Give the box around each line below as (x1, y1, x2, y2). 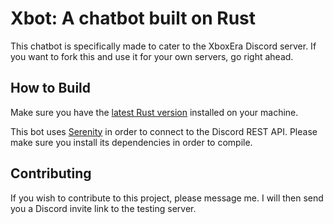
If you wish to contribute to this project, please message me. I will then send (10, 192, 324, 204)
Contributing (10, 165, 92, 182)
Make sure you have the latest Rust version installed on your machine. (10, 106, 299, 118)
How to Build (10, 80, 92, 97)
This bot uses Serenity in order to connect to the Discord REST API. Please (10, 125, 318, 137)
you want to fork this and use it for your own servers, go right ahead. (10, 50, 294, 62)
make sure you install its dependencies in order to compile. (10, 136, 253, 148)
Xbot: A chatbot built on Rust (10, 7, 256, 30)
